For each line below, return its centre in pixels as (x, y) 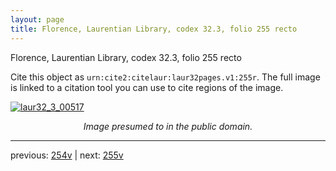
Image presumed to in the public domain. (168, 126)
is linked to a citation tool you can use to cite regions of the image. (147, 87)
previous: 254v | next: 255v (67, 155)
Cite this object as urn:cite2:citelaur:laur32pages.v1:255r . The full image (165, 77)
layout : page (37, 19)
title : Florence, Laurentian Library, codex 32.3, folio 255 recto (154, 29)
